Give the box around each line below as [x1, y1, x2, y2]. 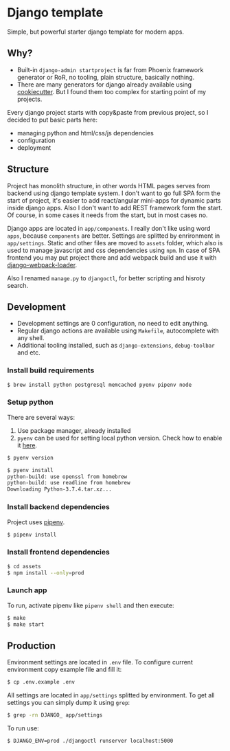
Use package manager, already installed [16, 426, 131, 434]
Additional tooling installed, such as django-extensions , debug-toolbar [16, 341, 215, 350]
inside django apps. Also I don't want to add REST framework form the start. [7, 203, 223, 212]
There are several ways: [7, 413, 76, 421]
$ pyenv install [7, 467, 54, 473]
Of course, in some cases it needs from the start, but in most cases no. [7, 211, 208, 219]
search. [7, 281, 29, 289]
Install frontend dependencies [7, 548, 110, 557]
